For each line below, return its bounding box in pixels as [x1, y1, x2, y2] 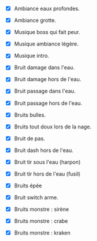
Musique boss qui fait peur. [14, 29, 81, 36]
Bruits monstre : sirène [14, 206, 69, 213]
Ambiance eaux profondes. [14, 5, 80, 12]
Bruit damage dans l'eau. [14, 64, 75, 71]
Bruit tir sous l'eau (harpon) [14, 159, 81, 166]
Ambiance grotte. [14, 17, 56, 24]
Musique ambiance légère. [14, 41, 79, 48]
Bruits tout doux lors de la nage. [14, 123, 92, 130]
